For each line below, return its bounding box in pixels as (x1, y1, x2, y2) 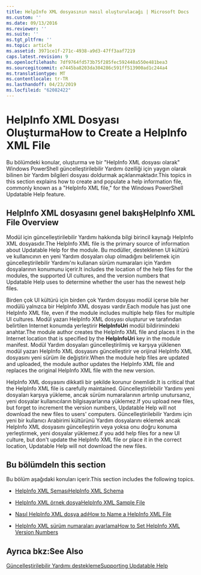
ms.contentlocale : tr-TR (6, 76, 68, 82)
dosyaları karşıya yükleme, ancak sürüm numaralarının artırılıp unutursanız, (6, 391, 191, 398)
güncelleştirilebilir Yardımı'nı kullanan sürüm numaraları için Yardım (6, 259, 172, 266)
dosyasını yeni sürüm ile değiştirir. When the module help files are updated (6, 353, 190, 361)
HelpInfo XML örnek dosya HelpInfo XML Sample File (14, 499, 145, 506)
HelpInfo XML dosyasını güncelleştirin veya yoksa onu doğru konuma (6, 423, 178, 430)
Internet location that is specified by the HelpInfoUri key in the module (6, 335, 181, 342)
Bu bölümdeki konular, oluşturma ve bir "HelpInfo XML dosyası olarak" (6, 158, 180, 166)
